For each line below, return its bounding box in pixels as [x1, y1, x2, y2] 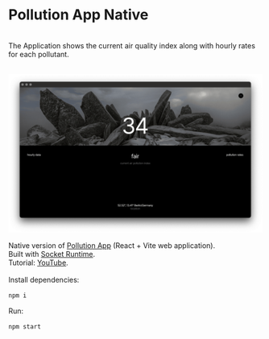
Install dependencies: [8, 275, 80, 284]
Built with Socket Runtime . [8, 249, 96, 258]
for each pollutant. [8, 49, 70, 59]
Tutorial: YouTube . [8, 258, 68, 267]
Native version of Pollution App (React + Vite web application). [8, 240, 216, 250]
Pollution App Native [8, 6, 149, 24]
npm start [8, 322, 42, 331]
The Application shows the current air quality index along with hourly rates [8, 40, 256, 50]
